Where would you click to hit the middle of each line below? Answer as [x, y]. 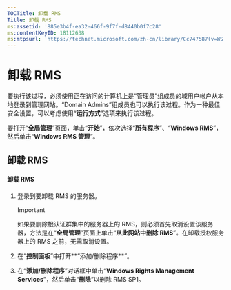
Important [31, 210]
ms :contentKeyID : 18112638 [46, 33]
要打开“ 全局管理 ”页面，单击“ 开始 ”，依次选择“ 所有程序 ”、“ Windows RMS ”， [115, 128]
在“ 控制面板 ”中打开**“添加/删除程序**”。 [75, 255]
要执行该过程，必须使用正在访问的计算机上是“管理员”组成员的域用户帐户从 [113, 96]
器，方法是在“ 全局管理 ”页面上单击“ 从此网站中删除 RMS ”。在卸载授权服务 [121, 233]
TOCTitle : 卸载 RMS [34, 13]
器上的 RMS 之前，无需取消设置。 [65, 241]
